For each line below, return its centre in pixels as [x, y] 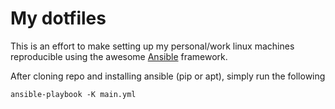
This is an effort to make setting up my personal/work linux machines [152, 46]
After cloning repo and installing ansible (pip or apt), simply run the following [168, 76]
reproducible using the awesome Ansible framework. [119, 56]
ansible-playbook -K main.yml [73, 94]
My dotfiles [58, 18]
